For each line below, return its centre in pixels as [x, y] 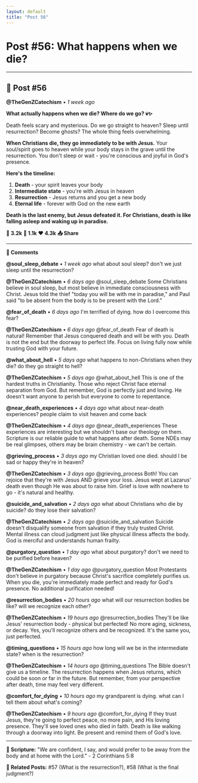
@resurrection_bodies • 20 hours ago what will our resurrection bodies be [98, 600]
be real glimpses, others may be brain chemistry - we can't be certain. [91, 444]
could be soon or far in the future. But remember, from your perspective [93, 678]
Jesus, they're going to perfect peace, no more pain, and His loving [88, 720]
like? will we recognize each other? [49, 606]
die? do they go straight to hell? [44, 366]
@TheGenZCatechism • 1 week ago [51, 102]
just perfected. [24, 636]
